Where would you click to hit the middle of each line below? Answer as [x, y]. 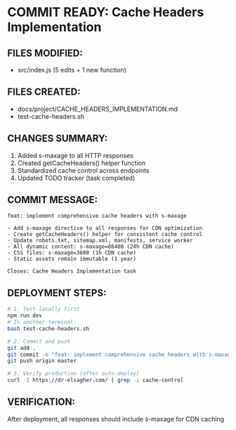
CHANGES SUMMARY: [58, 139]
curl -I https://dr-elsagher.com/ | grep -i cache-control [96, 380]
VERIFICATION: [41, 402]
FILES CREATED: [44, 92]
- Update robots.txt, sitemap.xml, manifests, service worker [100, 241]
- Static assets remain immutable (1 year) [72, 259]
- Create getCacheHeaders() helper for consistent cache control [105, 235]
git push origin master [42, 361]
